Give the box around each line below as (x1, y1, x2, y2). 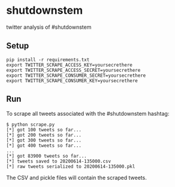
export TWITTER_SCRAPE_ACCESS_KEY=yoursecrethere (6, 62, 133, 68)
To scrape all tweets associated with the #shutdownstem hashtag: (6, 110, 170, 117)
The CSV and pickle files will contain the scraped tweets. (6, 174, 147, 181)
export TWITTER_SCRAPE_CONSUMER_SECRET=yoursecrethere (6, 73, 146, 79)
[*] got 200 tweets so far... (6, 132, 82, 138)
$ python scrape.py (6, 121, 55, 128)
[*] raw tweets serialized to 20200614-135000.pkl (6, 163, 135, 170)
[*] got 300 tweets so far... (6, 137, 82, 143)
